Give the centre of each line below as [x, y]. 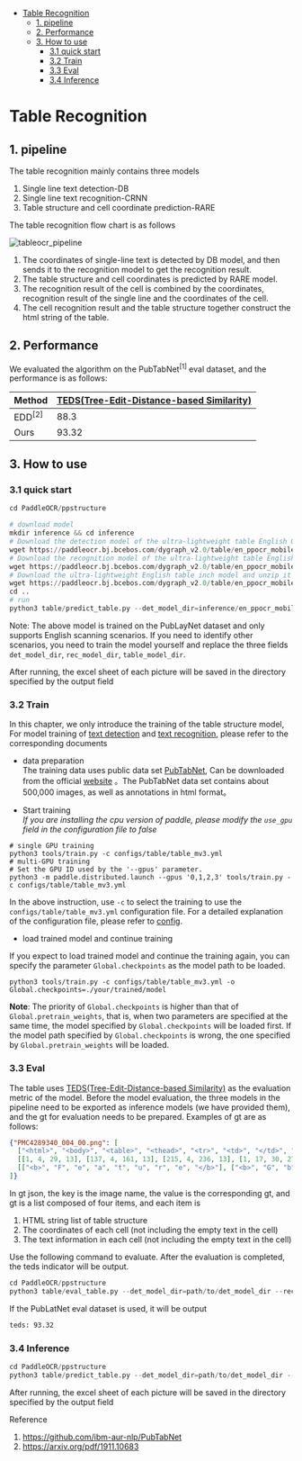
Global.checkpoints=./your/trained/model [88, 990]
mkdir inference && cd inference [72, 533]
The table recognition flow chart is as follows [93, 225]
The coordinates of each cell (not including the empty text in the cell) [150, 1230]
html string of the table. [66, 317]
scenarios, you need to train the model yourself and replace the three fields [149, 645]
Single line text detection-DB [75, 189]
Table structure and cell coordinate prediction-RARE [119, 207]
